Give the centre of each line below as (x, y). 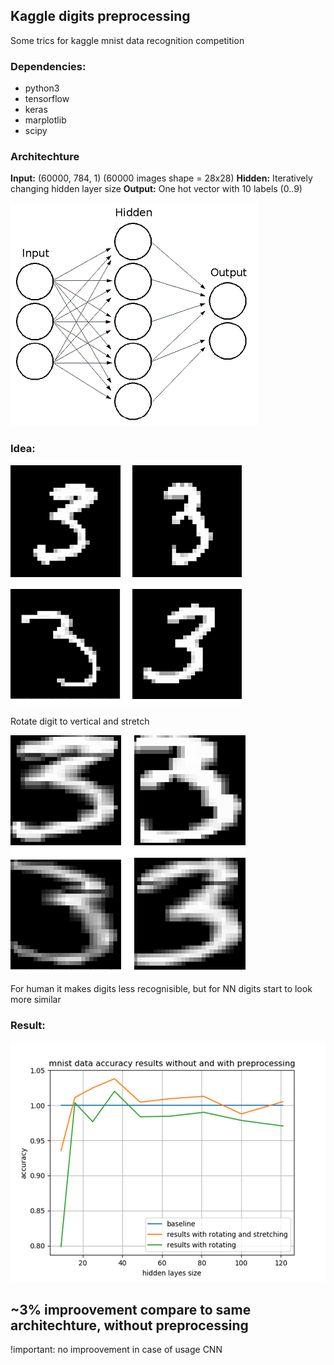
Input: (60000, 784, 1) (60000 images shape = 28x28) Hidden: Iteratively (161, 178)
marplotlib (45, 120)
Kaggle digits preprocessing (100, 16)
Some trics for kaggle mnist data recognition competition (127, 40)
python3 (42, 88)
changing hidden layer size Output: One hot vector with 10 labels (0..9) (156, 189)
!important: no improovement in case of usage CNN (116, 1350)
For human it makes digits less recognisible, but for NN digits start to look (161, 988)
